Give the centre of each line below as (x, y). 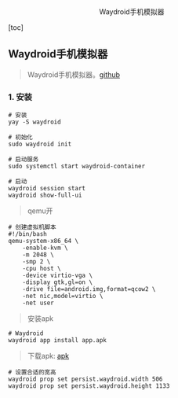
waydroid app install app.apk (58, 341)
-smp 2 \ (36, 262)
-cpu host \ (42, 269)
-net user (38, 303)
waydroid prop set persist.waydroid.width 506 (85, 379)
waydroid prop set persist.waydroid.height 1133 (89, 386)
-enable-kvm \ (45, 248)
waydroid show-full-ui (45, 195)
